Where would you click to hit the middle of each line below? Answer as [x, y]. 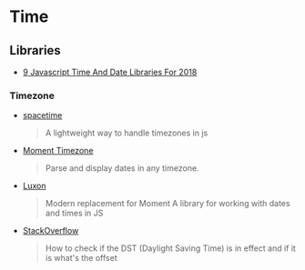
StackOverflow [51, 231]
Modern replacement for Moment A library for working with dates [168, 204]
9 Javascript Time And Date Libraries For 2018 [110, 72]
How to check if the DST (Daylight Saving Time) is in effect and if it [170, 248]
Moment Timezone [58, 151]
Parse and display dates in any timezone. [122, 168]
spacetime [42, 115]
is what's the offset [81, 258]
